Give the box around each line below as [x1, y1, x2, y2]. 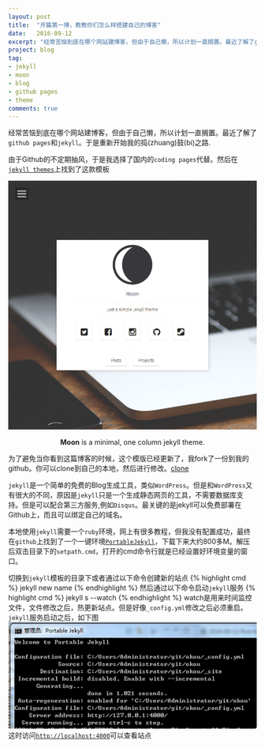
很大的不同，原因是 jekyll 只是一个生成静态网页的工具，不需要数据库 [14, 491, 237, 500]
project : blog [8, 46, 55, 55]
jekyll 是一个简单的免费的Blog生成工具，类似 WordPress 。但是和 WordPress [8, 480, 246, 490]
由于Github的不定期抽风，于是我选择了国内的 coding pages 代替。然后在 [8, 155, 238, 164]
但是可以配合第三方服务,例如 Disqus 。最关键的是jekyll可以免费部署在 [21, 500, 242, 509]
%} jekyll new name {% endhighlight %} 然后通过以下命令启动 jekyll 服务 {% [8, 583, 256, 592]
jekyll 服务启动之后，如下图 [8, 613, 99, 622]
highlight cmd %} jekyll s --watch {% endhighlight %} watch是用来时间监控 [8, 593, 252, 603]
